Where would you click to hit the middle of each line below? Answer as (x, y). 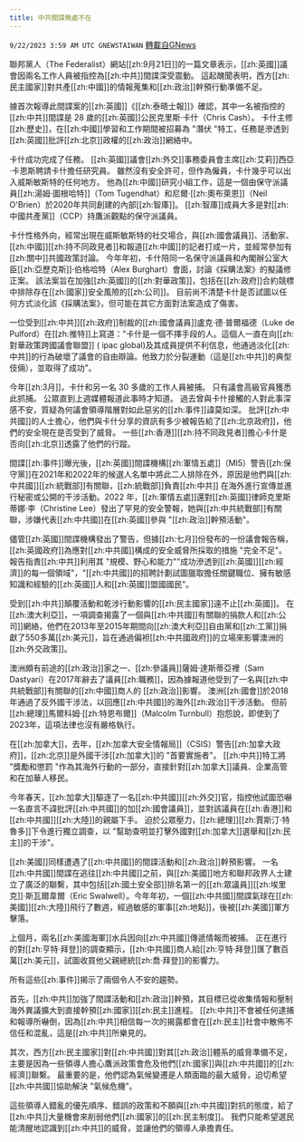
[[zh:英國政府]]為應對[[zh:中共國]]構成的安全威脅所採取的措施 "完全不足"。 (148, 550)
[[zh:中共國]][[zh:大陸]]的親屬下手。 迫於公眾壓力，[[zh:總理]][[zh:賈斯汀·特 (150, 819)
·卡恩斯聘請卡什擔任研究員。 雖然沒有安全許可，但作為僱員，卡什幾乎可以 (146, 170)
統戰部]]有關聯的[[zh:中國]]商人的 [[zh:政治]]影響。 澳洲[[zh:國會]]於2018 (153, 691)
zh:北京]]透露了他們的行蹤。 (83, 443)
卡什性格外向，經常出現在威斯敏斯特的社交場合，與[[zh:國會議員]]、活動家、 (152, 235)
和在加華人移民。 (41, 778)
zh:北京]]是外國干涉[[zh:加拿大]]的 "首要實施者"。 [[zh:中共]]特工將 (161, 755)
